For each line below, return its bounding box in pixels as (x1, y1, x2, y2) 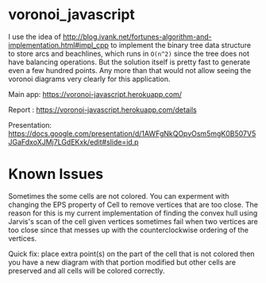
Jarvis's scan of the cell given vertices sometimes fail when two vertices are (8, 216, 258, 226)
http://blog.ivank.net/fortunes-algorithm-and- (63, 32, 212, 41)
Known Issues (8, 165, 104, 184)
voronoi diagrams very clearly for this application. (8, 74, 171, 83)
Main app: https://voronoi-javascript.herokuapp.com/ (8, 89, 183, 99)
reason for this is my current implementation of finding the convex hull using (8, 208, 258, 218)
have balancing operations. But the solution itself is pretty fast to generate (8, 57, 251, 67)
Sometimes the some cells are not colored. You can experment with (8, 191, 229, 200)
